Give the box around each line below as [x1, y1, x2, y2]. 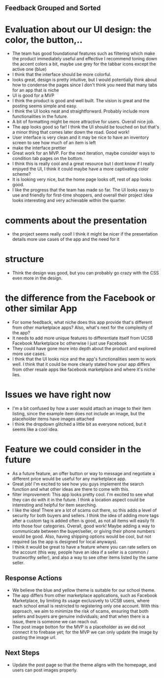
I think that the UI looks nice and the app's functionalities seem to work [12, 356, 156, 362]
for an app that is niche [12, 87, 59, 93]
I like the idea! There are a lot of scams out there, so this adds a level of [12, 507, 157, 513]
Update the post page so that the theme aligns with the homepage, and [12, 662, 157, 668]
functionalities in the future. [12, 114, 68, 120]
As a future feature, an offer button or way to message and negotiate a [12, 471, 156, 477]
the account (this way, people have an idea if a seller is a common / [12, 549, 149, 555]
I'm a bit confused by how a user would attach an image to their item [12, 405, 151, 411]
